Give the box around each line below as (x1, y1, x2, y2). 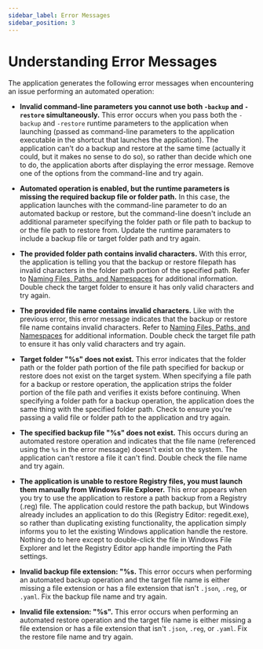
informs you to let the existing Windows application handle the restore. (19, 527, 249, 536)
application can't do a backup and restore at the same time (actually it (19, 144, 246, 153)
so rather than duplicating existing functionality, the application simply (19, 519, 247, 528)
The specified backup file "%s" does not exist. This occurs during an (19, 428, 249, 438)
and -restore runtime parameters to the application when (42, 118, 229, 128)
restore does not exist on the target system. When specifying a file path (19, 371, 252, 381)
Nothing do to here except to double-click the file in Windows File (19, 535, 232, 545)
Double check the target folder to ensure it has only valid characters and (19, 283, 254, 292)
